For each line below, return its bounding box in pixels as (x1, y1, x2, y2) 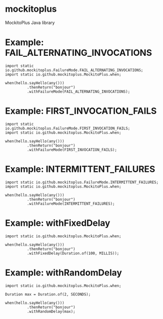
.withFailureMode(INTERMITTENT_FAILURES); (26, 201, 115, 206)
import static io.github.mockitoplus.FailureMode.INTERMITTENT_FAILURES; (5, 180, 159, 185)
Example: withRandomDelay (5, 267, 122, 278)
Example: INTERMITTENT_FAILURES (5, 164, 155, 174)
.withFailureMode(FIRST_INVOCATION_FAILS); (26, 147, 117, 152)
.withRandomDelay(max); (26, 309, 76, 314)
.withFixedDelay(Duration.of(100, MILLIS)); (26, 251, 119, 256)
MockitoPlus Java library (5, 20, 55, 25)
